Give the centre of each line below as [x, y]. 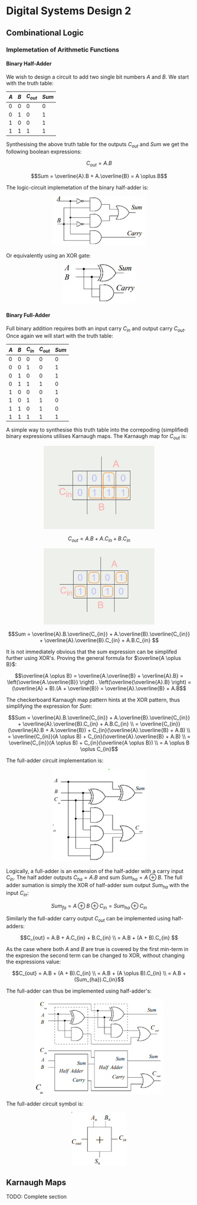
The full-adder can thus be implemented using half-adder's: [79, 991]
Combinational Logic [45, 33]
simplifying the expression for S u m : [49, 706]
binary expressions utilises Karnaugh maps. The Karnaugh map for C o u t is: [96, 437]
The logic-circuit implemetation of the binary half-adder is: [77, 188]
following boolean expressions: [44, 152]
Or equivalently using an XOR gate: [49, 255]
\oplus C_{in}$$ [99, 749]
